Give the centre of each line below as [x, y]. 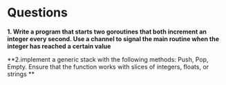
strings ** [21, 74]
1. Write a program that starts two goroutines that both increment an [107, 32]
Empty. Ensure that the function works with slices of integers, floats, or [108, 66]
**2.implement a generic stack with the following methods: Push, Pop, [108, 59]
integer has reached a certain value [59, 46]
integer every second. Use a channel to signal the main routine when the [113, 38]
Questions [37, 13]
